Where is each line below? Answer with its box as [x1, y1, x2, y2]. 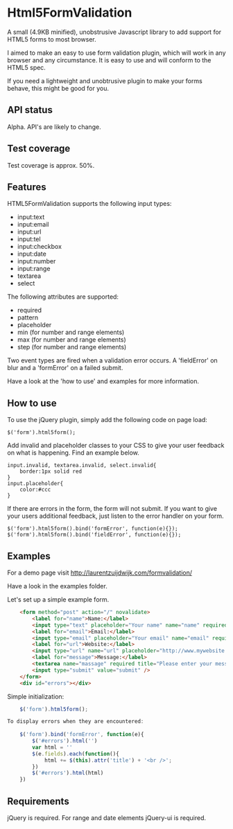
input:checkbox [17, 243, 62, 251]
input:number [17, 257, 56, 265]
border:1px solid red [19, 468, 82, 475]
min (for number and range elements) [17, 328, 125, 337]
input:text [17, 213, 45, 221]
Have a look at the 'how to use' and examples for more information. [7, 377, 200, 385]
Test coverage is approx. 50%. [7, 161, 95, 169]
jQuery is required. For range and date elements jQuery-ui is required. [7, 813, 207, 822]
